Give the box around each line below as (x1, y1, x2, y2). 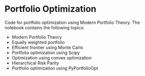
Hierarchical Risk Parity (11, 60, 59, 66)
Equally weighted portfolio (11, 39, 65, 45)
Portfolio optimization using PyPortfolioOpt (11, 65, 98, 71)
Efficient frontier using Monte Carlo (11, 44, 84, 50)
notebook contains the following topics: (4, 24, 85, 30)
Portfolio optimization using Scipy (11, 50, 80, 56)
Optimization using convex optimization (11, 55, 92, 60)
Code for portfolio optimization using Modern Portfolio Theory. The (4, 19, 141, 25)
